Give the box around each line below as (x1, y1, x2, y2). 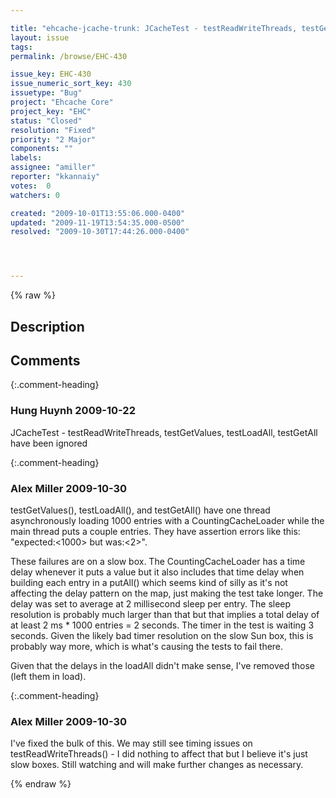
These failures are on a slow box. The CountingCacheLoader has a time (10, 555, 306, 567)
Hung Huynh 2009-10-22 (10, 404, 136, 418)
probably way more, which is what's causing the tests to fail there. (10, 640, 284, 652)
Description (10, 318, 85, 335)
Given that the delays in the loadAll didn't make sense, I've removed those (10, 659, 316, 671)
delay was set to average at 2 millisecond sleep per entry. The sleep (10, 597, 292, 610)
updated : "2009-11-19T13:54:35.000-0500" (10, 217, 186, 228)
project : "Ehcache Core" (10, 97, 114, 107)
